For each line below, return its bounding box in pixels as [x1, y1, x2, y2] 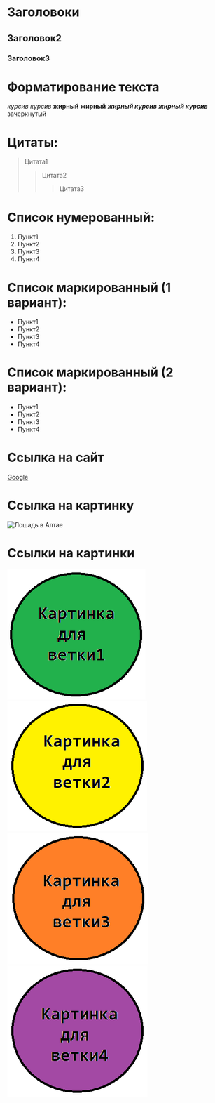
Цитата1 [24, 157, 48, 166]
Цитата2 [41, 171, 67, 180]
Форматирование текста [7, 79, 160, 95]
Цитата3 [59, 185, 85, 193]
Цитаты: [7, 134, 58, 150]
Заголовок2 [7, 32, 62, 44]
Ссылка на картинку [7, 498, 134, 513]
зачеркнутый [7, 110, 47, 118]
